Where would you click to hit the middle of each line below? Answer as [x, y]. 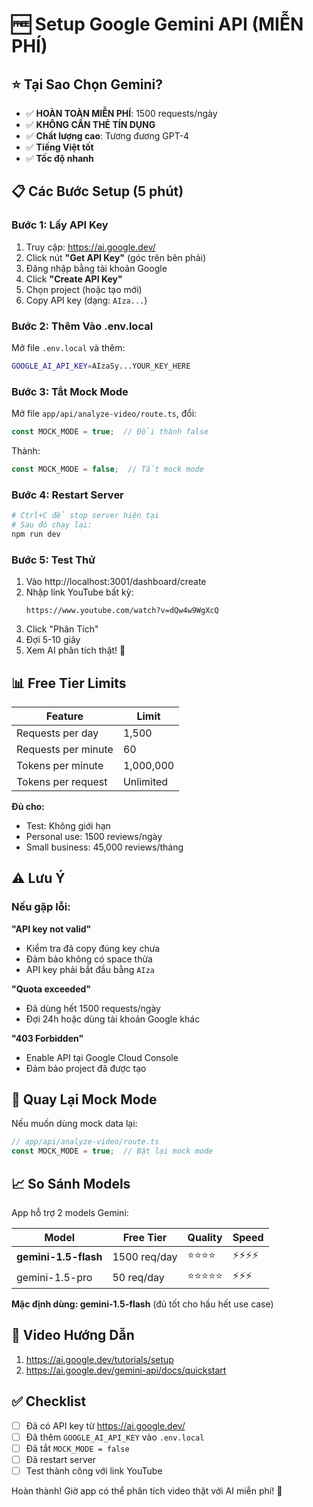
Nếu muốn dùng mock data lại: [74, 1124]
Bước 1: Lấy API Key [60, 225]
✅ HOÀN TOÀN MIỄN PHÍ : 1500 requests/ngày [121, 113]
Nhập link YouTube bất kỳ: [79, 592]
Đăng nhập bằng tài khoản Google [96, 268]
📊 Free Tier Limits [69, 683]
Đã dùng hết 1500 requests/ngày [93, 1008]
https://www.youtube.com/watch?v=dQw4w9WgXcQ [122, 611]
